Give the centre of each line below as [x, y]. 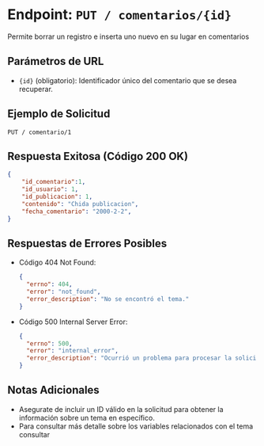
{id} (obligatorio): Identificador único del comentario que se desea [128, 80]
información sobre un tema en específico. [87, 417]
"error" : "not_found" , [64, 292]
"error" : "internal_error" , [73, 351]
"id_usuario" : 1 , [50, 189]
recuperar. [36, 89]
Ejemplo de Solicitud [59, 114]
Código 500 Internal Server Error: [73, 322]
